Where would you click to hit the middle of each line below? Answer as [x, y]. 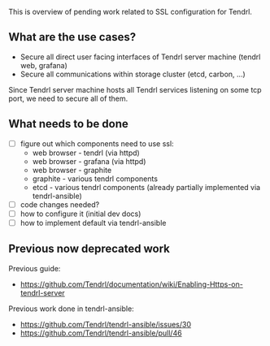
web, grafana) [44, 65]
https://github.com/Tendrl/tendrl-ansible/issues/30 [105, 324]
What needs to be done [68, 124]
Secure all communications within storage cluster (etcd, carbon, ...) [133, 74]
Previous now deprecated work [89, 249]
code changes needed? [60, 204]
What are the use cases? [72, 37]
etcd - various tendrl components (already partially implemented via [146, 187]
